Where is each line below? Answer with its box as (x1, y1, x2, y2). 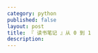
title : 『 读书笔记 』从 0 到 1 (7, 29, 91, 36)
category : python (7, 10, 57, 17)
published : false (7, 17, 57, 23)
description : (7, 36, 45, 43)
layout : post (7, 23, 45, 30)
